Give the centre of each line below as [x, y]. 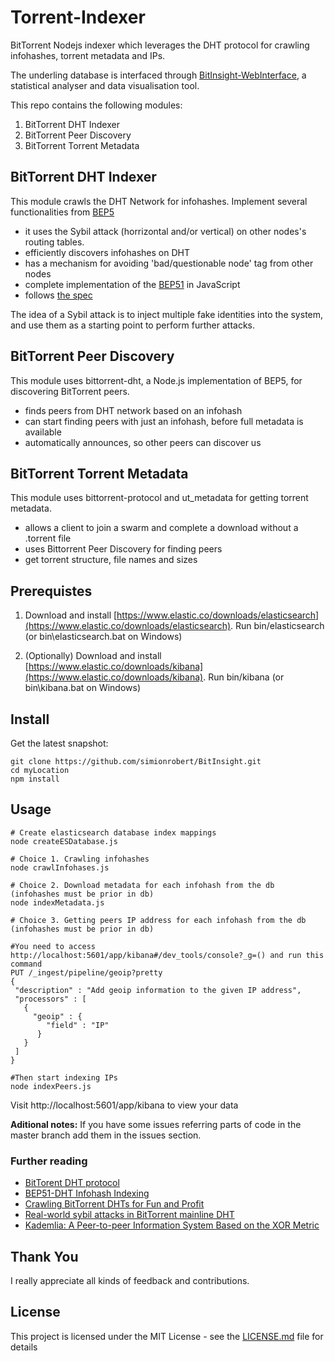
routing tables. [54, 242]
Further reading [49, 1161]
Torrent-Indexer [78, 17]
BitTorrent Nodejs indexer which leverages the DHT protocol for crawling [160, 45]
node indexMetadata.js [57, 902]
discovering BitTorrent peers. [70, 391]
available [43, 432]
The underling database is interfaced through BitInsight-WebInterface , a [158, 75]
